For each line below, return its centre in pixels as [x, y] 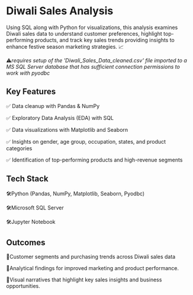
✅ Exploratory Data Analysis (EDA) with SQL [60, 118]
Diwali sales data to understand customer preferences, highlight [84, 33]
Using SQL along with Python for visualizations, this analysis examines [92, 27]
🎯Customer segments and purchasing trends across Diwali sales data [91, 257]
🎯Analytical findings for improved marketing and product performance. [93, 268]
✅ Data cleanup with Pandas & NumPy [53, 106]
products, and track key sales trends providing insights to [104, 40]
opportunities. [23, 286]
